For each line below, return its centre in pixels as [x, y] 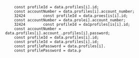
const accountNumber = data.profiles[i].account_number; [74, 11]
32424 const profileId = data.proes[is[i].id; [71, 16]
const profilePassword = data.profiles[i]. [60, 46]
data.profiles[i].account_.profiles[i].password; [58, 33]
